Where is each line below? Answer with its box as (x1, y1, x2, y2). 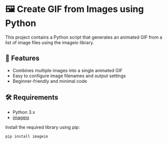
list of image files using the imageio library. (5, 39, 94, 45)
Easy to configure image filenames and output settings (12, 73, 126, 79)
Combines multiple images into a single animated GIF (12, 67, 123, 73)
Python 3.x (12, 109, 35, 115)
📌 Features (5, 54, 40, 63)
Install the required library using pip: (5, 124, 80, 130)
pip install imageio (5, 133, 49, 139)
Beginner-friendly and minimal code (12, 78, 87, 84)
